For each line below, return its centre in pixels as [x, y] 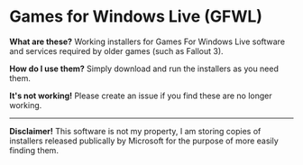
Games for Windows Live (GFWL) [136, 17]
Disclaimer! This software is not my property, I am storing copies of [135, 131]
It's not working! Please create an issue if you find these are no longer [141, 96]
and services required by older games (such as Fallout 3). [116, 50]
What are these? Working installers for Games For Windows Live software [147, 41]
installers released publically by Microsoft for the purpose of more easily [144, 141]
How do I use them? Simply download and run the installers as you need [144, 69]
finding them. [34, 150]
